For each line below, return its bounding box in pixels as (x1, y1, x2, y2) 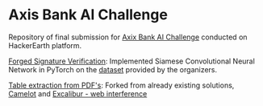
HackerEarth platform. (8, 40, 82, 50)
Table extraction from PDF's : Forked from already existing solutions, (8, 80, 235, 90)
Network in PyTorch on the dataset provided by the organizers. (8, 64, 218, 74)
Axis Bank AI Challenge (8, 6, 168, 24)
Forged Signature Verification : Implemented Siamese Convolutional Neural (8, 56, 256, 66)
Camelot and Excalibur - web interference (8, 88, 148, 98)
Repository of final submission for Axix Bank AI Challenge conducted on (8, 32, 248, 42)
